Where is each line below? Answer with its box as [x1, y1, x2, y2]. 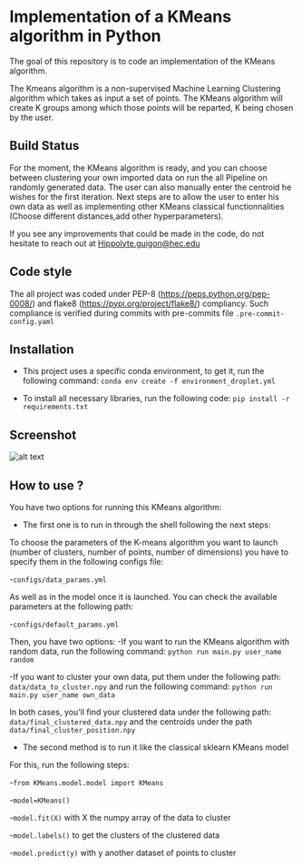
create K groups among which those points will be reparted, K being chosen [9, 102, 294, 113]
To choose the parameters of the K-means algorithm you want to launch [9, 537, 278, 547]
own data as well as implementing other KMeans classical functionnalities [9, 201, 285, 212]
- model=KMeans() [9, 794, 71, 805]
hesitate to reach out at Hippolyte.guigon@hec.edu [9, 238, 201, 249]
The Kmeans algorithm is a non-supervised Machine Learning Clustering [9, 83, 281, 94]
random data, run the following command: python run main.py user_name [9, 646, 282, 656]
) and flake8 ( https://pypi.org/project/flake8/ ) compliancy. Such [32, 298, 269, 309]
